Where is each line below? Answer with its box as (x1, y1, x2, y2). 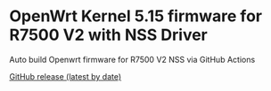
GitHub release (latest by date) (9, 71, 122, 81)
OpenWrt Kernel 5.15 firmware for (9, 6, 263, 27)
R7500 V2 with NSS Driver (9, 25, 208, 45)
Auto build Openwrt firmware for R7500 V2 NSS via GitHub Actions (9, 54, 256, 64)
